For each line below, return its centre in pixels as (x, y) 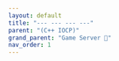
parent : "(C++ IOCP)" (44, 30)
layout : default (35, 15)
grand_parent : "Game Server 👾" (60, 38)
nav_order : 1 (30, 45)
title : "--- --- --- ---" (51, 23)
